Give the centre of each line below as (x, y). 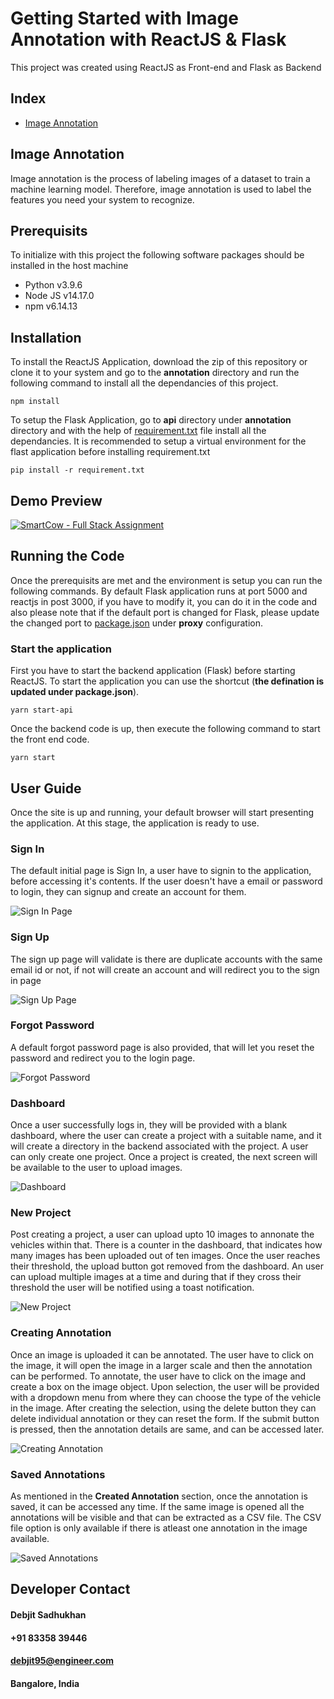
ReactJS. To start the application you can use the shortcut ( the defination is (167, 681)
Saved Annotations (58, 1474)
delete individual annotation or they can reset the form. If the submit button (165, 1418)
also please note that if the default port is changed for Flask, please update (165, 612)
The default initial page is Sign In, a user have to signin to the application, (161, 871)
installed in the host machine (69, 266)
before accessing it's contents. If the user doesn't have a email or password (166, 881)
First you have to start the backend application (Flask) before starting (153, 671)
